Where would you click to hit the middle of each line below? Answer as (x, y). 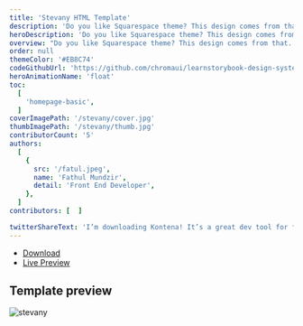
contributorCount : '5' (52, 135)
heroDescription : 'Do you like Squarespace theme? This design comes (143, 34)
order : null (32, 51)
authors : (26, 144)
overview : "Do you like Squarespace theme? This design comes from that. (151, 43)
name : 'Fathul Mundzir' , (80, 177)
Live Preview (46, 262)
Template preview (61, 291)
